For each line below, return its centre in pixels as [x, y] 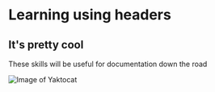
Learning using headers [90, 15]
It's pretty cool [46, 45]
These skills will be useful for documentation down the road [108, 64]
